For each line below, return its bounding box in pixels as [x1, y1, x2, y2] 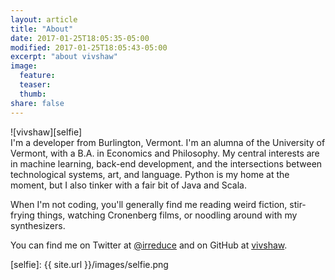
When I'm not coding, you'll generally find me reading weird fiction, [10, 198, 288, 210]
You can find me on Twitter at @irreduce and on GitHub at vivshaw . [10, 239, 288, 251]
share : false [10, 98, 65, 108]
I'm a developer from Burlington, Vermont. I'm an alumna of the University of [10, 136, 326, 148]
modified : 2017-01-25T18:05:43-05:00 [10, 42, 168, 53]
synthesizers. [10, 219, 66, 231]
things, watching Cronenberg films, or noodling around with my [36, 209, 298, 221]
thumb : [19, 89, 47, 99]
